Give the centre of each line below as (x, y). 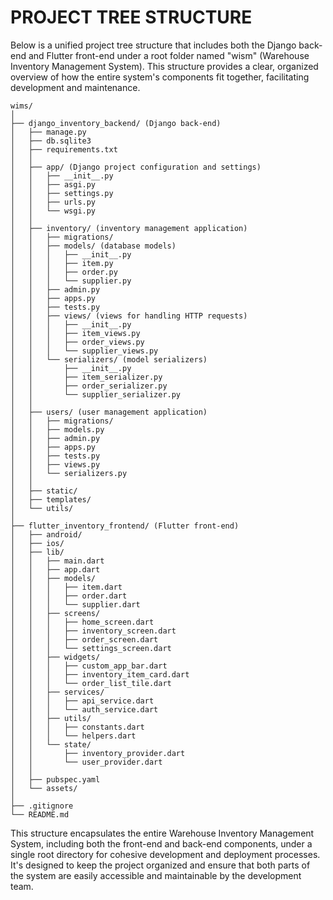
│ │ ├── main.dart (57, 561)
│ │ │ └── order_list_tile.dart (91, 683)
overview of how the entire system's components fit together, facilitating (160, 77)
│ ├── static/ (44, 491)
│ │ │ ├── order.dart (69, 596)
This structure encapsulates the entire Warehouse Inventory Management (162, 833)
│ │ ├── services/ (57, 692)
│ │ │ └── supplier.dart (75, 604)
